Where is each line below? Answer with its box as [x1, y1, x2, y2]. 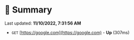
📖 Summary [4, 4, 52, 15]
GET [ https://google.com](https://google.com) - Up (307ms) [11, 29, 130, 35]
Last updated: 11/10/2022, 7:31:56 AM [4, 20, 81, 26]
